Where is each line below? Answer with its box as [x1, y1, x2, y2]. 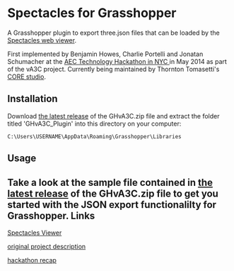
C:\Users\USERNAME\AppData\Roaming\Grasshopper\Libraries [7, 133, 182, 140]
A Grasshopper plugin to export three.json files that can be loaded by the [7, 28, 221, 37]
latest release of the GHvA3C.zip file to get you [7, 187, 219, 199]
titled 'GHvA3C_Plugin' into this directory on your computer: [7, 119, 182, 128]
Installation [7, 93, 58, 105]
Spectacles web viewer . [7, 35, 76, 44]
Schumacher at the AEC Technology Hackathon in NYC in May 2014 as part [7, 57, 228, 65]
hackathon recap [7, 255, 57, 264]
